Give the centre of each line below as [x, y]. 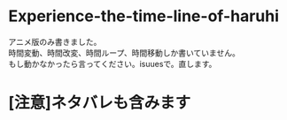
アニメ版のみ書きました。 [55, 41]
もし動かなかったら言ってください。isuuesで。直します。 [112, 64]
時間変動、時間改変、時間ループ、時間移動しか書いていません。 [124, 52]
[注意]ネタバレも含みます [100, 103]
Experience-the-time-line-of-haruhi [144, 16]
